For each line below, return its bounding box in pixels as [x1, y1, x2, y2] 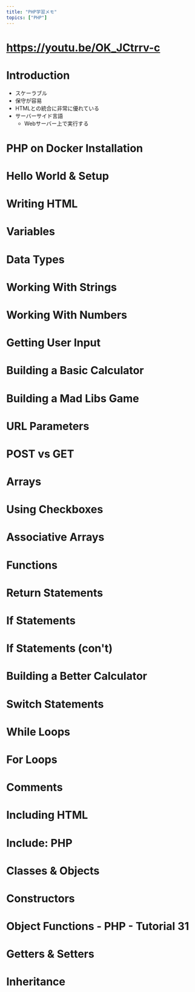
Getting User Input [6, 336, 101, 350]
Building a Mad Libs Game [6, 391, 139, 405]
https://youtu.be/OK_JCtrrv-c [6, 41, 160, 55]
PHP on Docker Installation [6, 141, 144, 155]
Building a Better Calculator [6, 669, 147, 683]
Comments [6, 781, 63, 795]
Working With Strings [6, 280, 117, 294]
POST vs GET [6, 447, 74, 460]
